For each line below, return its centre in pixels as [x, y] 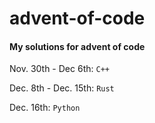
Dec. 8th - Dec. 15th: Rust [62, 88]
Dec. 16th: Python [45, 108]
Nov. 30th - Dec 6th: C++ [59, 69]
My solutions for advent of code [77, 46]
